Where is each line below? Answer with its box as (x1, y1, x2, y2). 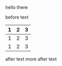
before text (5, 14, 29, 20)
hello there (5, 5, 28, 10)
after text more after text (5, 56, 57, 62)
